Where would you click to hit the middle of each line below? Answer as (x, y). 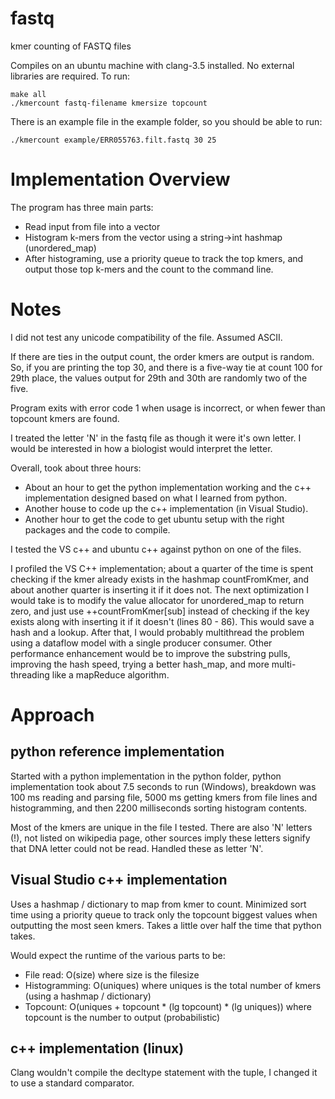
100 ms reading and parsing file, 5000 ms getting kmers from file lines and (164, 797)
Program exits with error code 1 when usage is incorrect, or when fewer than (168, 408)
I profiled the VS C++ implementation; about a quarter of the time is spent (162, 568)
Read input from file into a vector (92, 226)
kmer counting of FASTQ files (71, 46)
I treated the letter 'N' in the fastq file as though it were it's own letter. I (156, 438)
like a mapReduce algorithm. (110, 674)
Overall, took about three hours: (76, 468)
